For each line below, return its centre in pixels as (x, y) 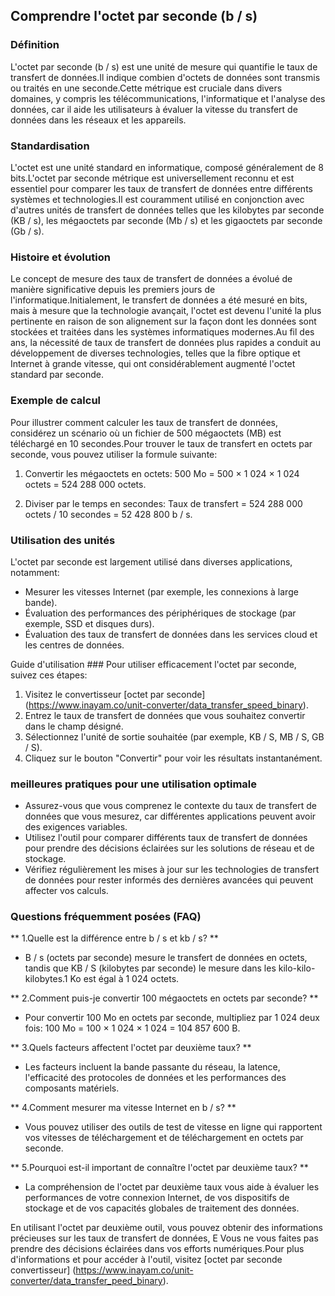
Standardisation (50, 146)
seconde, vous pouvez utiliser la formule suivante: (114, 454)
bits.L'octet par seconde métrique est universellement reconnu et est (152, 178)
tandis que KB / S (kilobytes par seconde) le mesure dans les (150, 968)
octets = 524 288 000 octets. (85, 484)
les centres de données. (74, 645)
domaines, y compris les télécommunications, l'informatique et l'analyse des (168, 98)
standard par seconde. (57, 375)
